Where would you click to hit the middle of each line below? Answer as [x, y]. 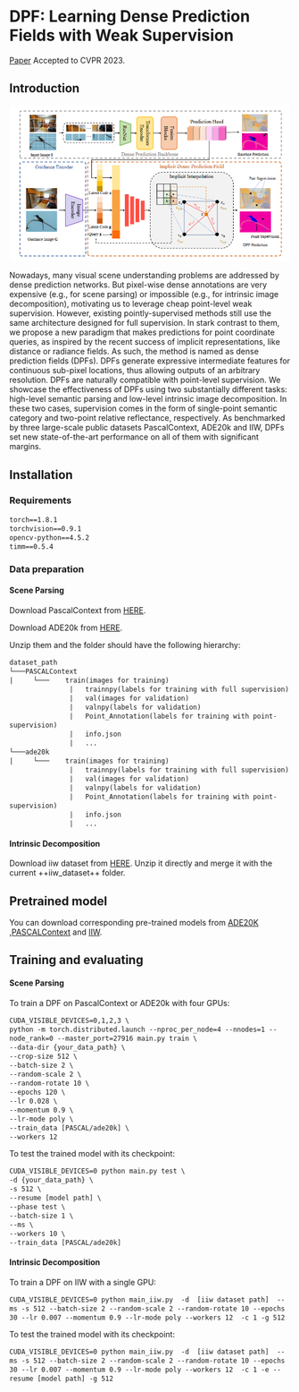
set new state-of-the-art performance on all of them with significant [134, 437]
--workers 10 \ [37, 1234]
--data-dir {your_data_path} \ [67, 1047]
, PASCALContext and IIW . [56, 932]
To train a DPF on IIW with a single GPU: [83, 1282]
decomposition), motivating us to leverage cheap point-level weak [131, 304]
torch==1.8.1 [33, 520]
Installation [41, 475]
